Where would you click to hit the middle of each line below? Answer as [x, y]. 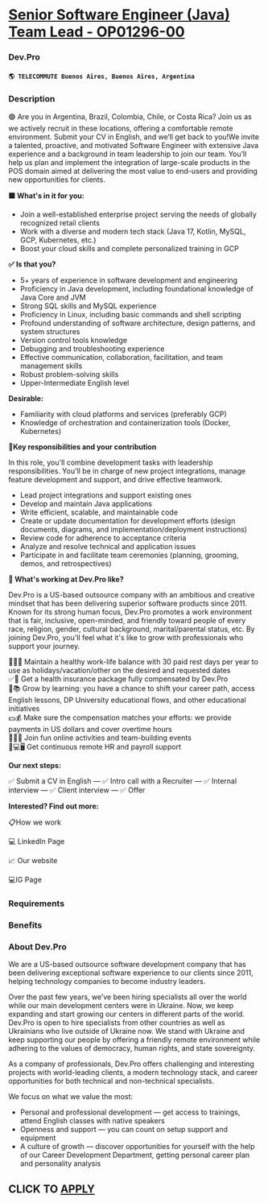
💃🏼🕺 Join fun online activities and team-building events [100, 738]
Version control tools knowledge [73, 340]
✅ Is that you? [32, 264]
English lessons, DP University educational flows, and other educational [128, 700]
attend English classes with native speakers [92, 1121]
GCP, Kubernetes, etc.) [58, 240]
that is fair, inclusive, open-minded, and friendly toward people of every [127, 620]
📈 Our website [33, 860]
